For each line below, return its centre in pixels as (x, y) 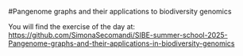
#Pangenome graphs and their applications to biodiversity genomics (120, 11)
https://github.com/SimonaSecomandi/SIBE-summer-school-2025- (118, 35)
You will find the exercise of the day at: (72, 26)
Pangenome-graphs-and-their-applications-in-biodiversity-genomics (122, 43)
